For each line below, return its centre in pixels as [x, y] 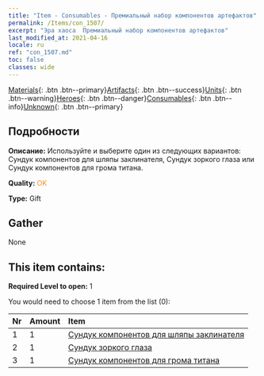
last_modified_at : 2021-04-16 [58, 38]
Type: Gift [25, 198]
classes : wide [32, 67]
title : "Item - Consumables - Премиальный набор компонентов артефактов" [133, 15]
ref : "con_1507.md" [40, 52]
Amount [45, 321]
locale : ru [26, 45]
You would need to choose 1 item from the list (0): [89, 301]
